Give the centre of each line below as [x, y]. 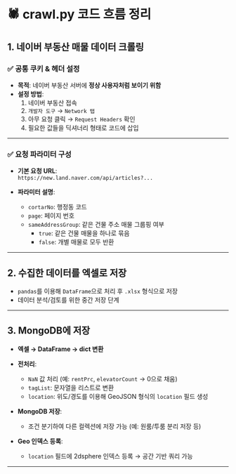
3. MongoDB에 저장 [49, 331]
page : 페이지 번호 [51, 216]
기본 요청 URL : [37, 171]
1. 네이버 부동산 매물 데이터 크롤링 [76, 47]
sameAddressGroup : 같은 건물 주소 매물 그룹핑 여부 [96, 225]
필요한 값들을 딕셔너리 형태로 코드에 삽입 [83, 128]
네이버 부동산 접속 [52, 103]
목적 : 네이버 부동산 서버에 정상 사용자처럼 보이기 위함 [89, 85]
